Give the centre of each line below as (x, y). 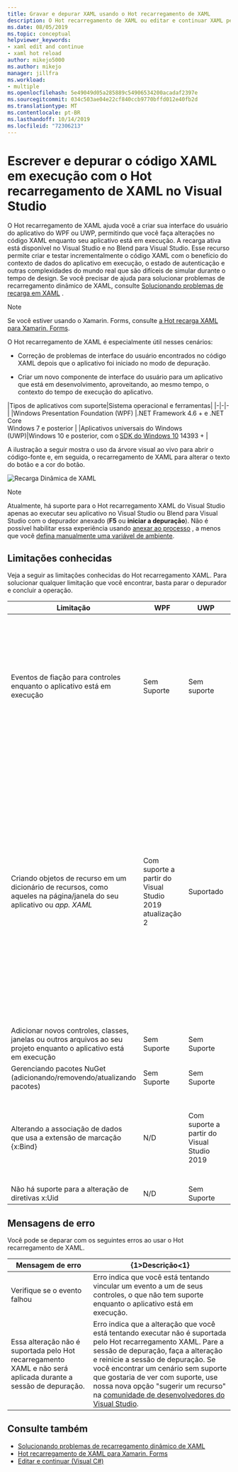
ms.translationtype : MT (42, 106)
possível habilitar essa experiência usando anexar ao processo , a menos (114, 528)
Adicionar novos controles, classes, (70, 1031)
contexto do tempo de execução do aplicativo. (85, 392)
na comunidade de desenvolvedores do (159, 1395)
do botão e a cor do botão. (46, 465)
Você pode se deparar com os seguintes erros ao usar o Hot (96, 1240)
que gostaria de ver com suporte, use (155, 1377)
